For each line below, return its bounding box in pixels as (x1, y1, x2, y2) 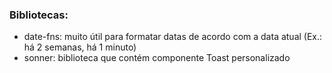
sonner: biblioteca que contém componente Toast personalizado (23, 52, 291, 64)
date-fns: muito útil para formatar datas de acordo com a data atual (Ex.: (23, 31, 323, 43)
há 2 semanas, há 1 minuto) (23, 41, 137, 53)
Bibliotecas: (9, 8, 69, 22)
